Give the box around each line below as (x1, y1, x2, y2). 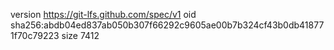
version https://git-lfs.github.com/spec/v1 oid (10, 9, 197, 20)
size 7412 (61, 30, 100, 41)
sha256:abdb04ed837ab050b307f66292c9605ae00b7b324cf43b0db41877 (10, 19, 325, 31)
